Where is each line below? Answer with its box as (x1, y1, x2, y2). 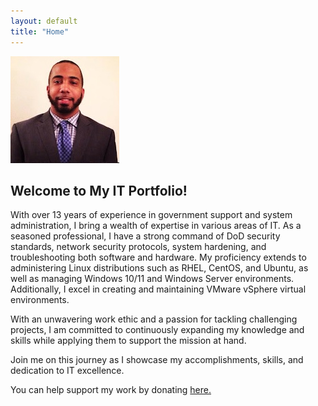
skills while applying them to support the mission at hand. (10, 335, 247, 347)
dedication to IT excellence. (10, 365, 125, 377)
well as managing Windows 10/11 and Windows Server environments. (10, 273, 295, 285)
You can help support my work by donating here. (10, 384, 212, 396)
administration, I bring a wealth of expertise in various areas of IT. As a (10, 220, 302, 232)
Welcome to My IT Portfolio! (10, 182, 188, 199)
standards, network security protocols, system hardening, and (10, 241, 267, 253)
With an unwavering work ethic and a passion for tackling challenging (10, 313, 298, 325)
